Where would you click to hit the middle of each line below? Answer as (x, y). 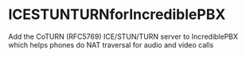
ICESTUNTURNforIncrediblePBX (117, 15)
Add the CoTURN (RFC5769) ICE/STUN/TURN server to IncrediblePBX (123, 36)
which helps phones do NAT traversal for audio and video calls (111, 44)
